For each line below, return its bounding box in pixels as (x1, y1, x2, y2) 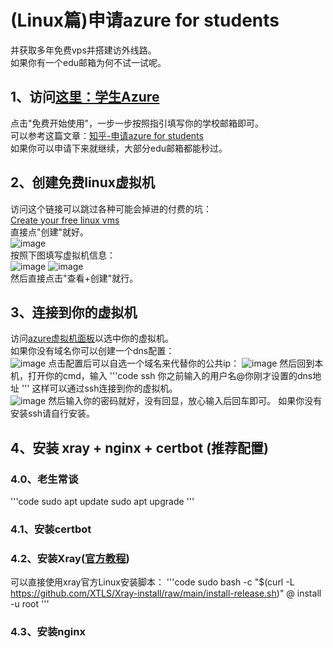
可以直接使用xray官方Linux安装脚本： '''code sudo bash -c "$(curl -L (10, 576, 295, 588)
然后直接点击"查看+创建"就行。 (10, 272, 139, 284)
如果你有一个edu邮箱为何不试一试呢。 (10, 56, 167, 68)
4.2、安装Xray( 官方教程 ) (10, 551, 130, 565)
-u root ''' (10, 598, 50, 610)
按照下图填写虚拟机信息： (10, 249, 116, 261)
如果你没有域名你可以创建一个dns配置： (10, 345, 175, 357)
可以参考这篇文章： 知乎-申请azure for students (10, 129, 204, 141)
